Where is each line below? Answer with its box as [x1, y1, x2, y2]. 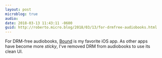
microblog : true [5, 12, 38, 16]
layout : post [5, 7, 32, 12]
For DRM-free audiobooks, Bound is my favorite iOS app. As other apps [5, 38, 148, 44]
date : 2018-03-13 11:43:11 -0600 [5, 20, 73, 26]
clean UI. [5, 49, 23, 55]
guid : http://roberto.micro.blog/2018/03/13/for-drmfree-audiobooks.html [5, 25, 158, 30]
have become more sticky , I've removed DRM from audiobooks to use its [5, 43, 150, 49]
